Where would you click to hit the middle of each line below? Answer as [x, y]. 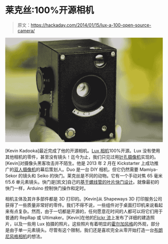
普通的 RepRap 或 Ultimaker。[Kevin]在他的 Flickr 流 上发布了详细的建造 [78, 217]
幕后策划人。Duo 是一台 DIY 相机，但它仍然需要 [89, 169]
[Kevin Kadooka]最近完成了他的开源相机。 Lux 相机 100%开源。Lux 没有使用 [83, 150]
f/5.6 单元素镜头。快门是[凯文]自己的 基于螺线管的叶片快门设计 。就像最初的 [82, 182]
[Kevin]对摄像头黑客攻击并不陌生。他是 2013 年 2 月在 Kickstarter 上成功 [80, 163]
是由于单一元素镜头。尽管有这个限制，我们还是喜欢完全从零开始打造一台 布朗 [84, 230]
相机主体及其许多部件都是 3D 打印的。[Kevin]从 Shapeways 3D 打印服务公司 [84, 198]
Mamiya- [149, 169]
